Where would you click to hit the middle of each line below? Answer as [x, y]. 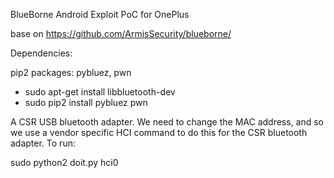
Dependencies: [41, 53]
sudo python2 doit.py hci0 [64, 162]
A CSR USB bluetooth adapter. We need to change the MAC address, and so [167, 122]
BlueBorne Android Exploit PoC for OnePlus [100, 14]
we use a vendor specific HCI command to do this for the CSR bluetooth [159, 132]
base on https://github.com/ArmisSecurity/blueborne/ [121, 33]
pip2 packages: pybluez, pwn [71, 72]
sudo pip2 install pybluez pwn [86, 102]
